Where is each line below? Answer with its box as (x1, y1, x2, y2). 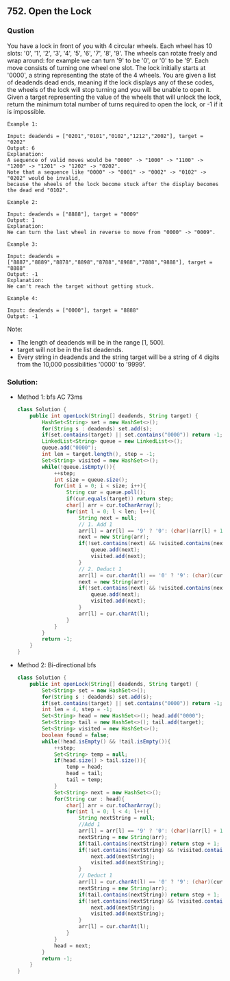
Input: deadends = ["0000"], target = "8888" (7, 307, 139, 314)
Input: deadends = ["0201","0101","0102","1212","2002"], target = (7, 132, 204, 139)
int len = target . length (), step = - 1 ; (42, 451, 156, 458)
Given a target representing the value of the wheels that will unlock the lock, (7, 93, 222, 101)
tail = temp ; (66, 776, 104, 783)
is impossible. (7, 107, 46, 115)
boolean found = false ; (42, 731, 110, 739)
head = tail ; (66, 770, 104, 777)
